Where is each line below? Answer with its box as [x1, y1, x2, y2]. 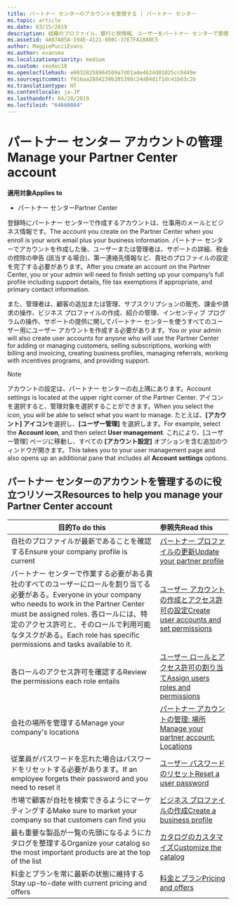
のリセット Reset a [159, 768, 220, 778]
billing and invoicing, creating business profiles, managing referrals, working [7, 348, 228, 357]
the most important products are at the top [11, 847, 151, 857]
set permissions [159, 623, 213, 633]
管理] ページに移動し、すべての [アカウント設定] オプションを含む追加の [13, 437, 222, 445]
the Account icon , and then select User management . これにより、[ [7, 428, 206, 436]
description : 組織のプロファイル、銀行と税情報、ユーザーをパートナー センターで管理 [7, 29, 229, 37]
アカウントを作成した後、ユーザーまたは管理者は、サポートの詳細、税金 [19, 244, 228, 253]
